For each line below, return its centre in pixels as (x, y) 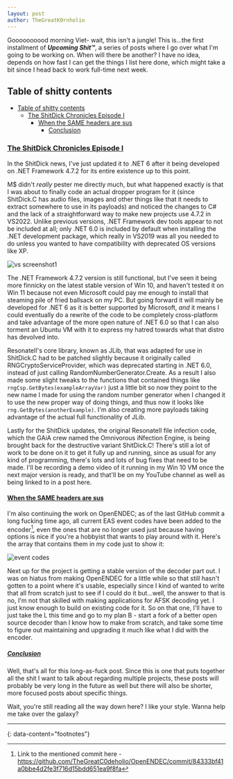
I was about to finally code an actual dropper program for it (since (101, 191)
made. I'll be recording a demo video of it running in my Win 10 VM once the (116, 467)
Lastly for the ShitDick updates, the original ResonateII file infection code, (112, 430)
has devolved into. (34, 337)
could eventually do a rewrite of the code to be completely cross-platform (113, 314)
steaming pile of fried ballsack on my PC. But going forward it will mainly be (115, 300)
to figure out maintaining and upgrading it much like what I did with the (108, 630)
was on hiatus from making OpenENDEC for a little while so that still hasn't (113, 579)
